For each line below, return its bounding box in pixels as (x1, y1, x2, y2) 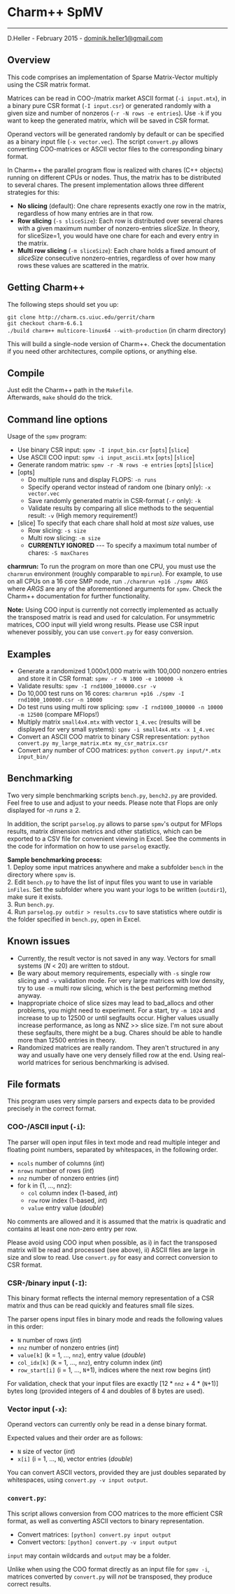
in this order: (7, 1322, 44, 1331)
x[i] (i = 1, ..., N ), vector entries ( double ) (17, 1455, 133, 1463)
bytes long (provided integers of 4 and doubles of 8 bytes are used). (7, 1387, 205, 1395)
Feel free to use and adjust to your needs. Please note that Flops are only (7, 798, 218, 806)
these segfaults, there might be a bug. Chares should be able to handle (17, 1028, 222, 1037)
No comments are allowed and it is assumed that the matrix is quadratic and (7, 1217, 226, 1225)
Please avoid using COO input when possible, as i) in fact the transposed (7, 1238, 218, 1246)
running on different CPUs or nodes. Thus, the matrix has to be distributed (7, 173, 222, 181)
